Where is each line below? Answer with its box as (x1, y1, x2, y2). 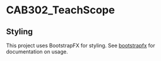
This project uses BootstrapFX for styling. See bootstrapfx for (6, 42, 156, 49)
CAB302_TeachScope (6, 3, 115, 17)
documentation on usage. (6, 48, 68, 55)
